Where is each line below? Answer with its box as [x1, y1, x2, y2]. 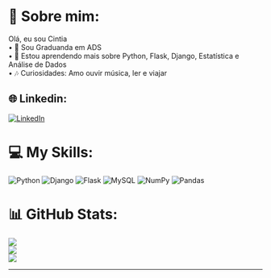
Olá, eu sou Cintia [8, 34, 68, 44]
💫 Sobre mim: [8, 7, 100, 26]
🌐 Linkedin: [8, 92, 67, 106]
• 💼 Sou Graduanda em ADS [8, 42, 102, 52]
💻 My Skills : [8, 143, 94, 161]
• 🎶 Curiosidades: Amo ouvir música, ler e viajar [8, 68, 168, 77]
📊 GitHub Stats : [8, 205, 119, 223]
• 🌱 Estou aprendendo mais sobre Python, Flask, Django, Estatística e [8, 51, 240, 60]
